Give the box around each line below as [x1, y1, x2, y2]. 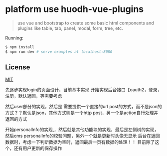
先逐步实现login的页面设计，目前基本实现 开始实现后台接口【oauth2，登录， [5, 86, 162, 93]
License [5, 63, 30, 72]
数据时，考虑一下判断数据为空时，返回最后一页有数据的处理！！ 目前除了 [5, 139, 155, 145]
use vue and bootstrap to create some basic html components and [17, 20, 155, 26]
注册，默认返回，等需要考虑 [5, 93, 62, 99]
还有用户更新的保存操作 [13, 145, 62, 151]
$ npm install [5, 44, 35, 49]
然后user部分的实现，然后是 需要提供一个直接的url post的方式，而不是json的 [5, 103, 162, 109]
